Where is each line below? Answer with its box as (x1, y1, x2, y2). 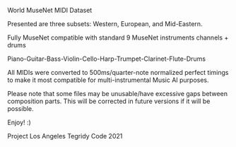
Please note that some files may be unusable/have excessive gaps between (7, 90, 228, 98)
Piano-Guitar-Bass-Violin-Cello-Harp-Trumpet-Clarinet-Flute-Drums (7, 54, 206, 63)
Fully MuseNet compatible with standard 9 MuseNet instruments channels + (7, 33, 229, 42)
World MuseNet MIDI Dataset (7, 6, 93, 14)
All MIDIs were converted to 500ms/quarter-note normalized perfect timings (7, 69, 229, 76)
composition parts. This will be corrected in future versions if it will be (7, 97, 211, 105)
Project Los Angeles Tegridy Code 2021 (7, 132, 123, 140)
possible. (7, 105, 34, 112)
